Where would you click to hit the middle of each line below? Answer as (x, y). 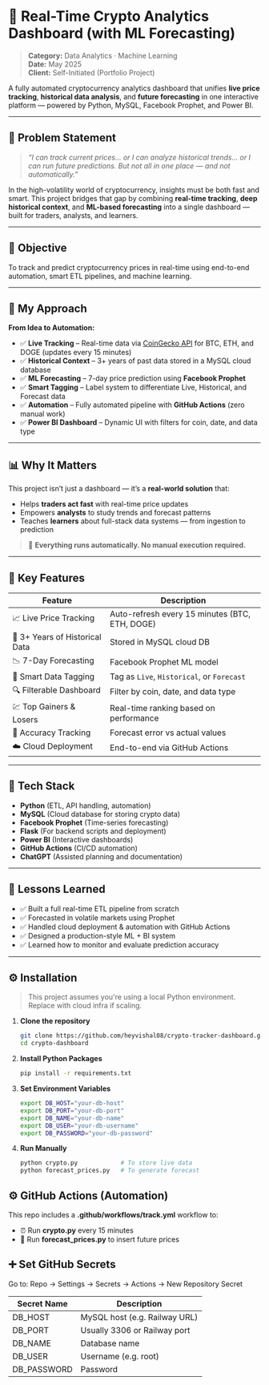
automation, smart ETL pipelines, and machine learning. (100, 276)
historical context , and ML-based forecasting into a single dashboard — (129, 207)
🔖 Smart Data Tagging (53, 676)
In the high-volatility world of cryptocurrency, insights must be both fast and (134, 190)
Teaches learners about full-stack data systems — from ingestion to (132, 521)
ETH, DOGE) (132, 624)
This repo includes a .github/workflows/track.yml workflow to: (113, 1215)
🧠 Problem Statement (62, 138)
